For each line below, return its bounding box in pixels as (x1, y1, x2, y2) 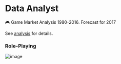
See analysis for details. (5, 30, 53, 36)
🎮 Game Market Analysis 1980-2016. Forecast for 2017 (5, 19, 116, 25)
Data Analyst (5, 3, 59, 14)
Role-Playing (5, 42, 37, 49)
